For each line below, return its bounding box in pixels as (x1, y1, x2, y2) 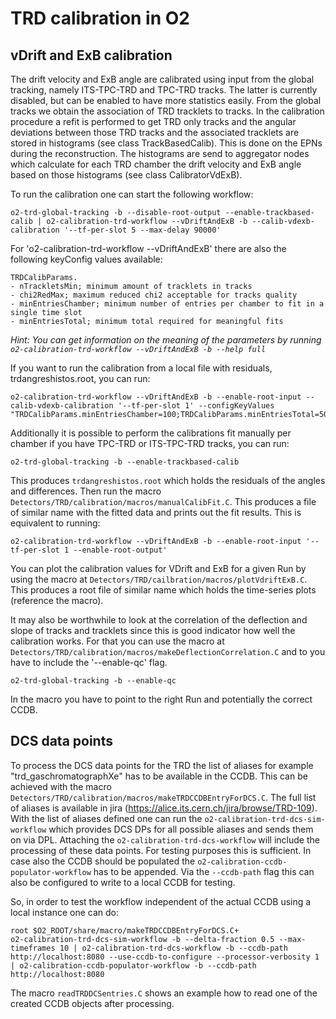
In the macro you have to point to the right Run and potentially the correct (10, 693, 313, 705)
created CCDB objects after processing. (10, 997, 175, 1009)
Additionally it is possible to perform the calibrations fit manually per (10, 427, 292, 439)
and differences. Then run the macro (10, 485, 162, 497)
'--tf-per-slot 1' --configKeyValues (117, 401, 275, 411)
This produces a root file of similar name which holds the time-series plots (10, 584, 317, 596)
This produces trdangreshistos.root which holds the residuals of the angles (10, 475, 326, 486)
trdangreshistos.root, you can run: (10, 373, 151, 384)
